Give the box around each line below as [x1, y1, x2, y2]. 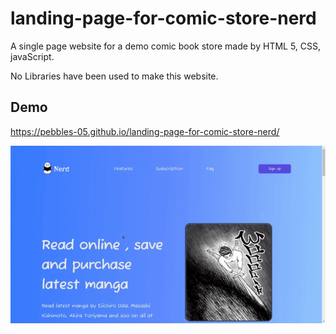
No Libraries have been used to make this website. [10, 70, 219, 82]
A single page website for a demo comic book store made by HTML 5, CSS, [10, 40, 322, 52]
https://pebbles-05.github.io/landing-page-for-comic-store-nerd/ [10, 125, 280, 137]
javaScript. [10, 50, 55, 62]
